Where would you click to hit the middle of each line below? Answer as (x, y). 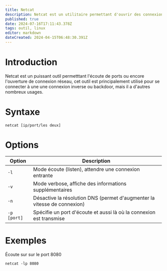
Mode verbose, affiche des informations (80, 183)
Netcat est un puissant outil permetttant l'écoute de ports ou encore (75, 76)
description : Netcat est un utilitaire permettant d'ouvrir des (73, 14)
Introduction (31, 62)
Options (22, 145)
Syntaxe (23, 112)
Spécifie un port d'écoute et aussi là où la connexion (94, 212)
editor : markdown (23, 33)
